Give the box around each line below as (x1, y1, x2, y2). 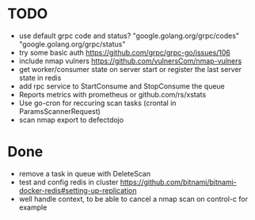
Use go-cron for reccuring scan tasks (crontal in (18, 98, 177, 108)
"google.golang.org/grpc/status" (18, 39, 126, 48)
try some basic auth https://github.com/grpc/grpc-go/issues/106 (18, 47, 231, 57)
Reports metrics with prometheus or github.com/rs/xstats (18, 89, 207, 99)
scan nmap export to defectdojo (18, 115, 124, 124)
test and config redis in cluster (18, 177, 119, 187)
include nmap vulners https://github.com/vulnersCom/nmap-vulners (18, 56, 242, 66)
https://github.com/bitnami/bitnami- (120, 177, 237, 187)
